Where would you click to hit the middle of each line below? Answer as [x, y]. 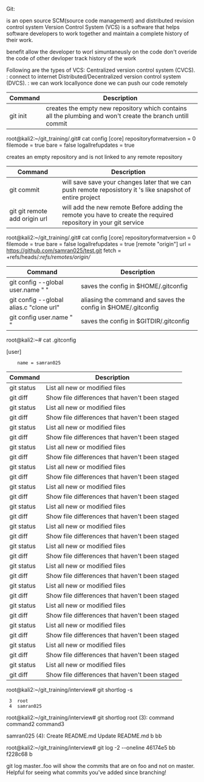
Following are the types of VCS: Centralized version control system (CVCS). [101, 70]
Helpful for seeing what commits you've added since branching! [87, 772]
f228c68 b [19, 754]
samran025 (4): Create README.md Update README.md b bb [84, 736]
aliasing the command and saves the [133, 300]
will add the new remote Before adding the [123, 207]
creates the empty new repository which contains [116, 108]
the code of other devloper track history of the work [71, 58]
